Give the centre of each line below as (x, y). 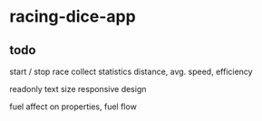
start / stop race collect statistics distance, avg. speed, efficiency (131, 71)
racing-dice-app (73, 17)
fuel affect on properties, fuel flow (73, 107)
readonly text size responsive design (78, 89)
